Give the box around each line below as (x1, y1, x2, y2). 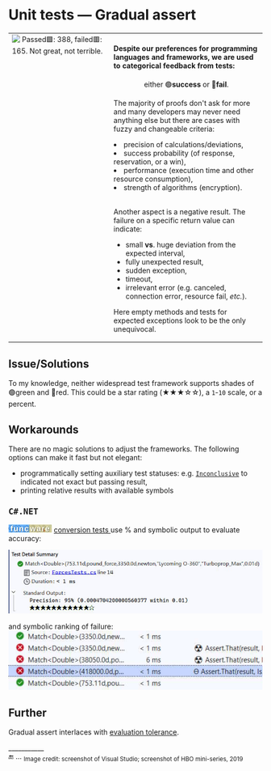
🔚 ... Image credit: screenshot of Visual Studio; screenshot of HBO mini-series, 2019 (8, 752, 244, 763)
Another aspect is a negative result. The (113, 206, 246, 216)
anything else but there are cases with (113, 115, 240, 125)
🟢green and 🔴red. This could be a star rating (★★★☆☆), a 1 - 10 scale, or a (8, 388, 263, 397)
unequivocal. (113, 324, 156, 333)
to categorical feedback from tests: (113, 61, 236, 70)
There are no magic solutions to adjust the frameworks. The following (8, 444, 240, 454)
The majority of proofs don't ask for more (113, 98, 251, 108)
